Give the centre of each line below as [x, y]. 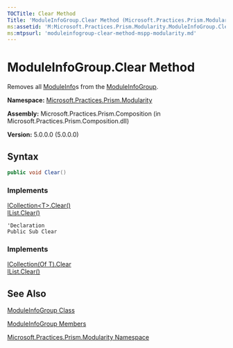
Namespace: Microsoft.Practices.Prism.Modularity [80, 100]
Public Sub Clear [32, 232]
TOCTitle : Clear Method [42, 14]
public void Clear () [37, 173]
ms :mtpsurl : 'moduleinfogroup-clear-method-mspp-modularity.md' [102, 33]
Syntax [23, 156]
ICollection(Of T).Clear [39, 264]
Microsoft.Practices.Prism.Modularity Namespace [78, 338]
